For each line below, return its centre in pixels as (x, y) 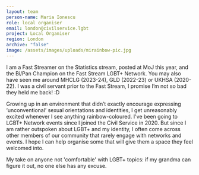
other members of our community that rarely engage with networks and (94, 135)
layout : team (22, 12)
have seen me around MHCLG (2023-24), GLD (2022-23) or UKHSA (90, 79)
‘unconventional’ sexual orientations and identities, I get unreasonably (91, 110)
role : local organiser (34, 23)
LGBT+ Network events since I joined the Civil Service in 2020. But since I (96, 123)
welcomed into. (25, 148)
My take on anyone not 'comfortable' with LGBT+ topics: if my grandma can (99, 159)
